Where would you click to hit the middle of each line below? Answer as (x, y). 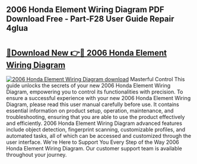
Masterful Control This (158, 79)
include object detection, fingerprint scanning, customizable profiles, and (96, 129)
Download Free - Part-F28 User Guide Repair (90, 19)
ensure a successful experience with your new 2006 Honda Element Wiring (99, 98)
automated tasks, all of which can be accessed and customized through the (99, 136)
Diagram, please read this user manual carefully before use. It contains (93, 104)
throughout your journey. (36, 155)
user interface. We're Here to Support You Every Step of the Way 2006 (93, 142)
